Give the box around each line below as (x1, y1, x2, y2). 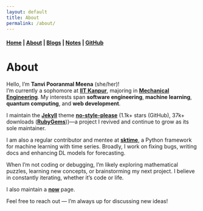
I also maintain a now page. (6, 185, 75, 193)
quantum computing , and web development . (6, 100, 121, 107)
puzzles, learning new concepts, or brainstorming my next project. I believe (6, 167, 196, 175)
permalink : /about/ (6, 20, 56, 26)
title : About (6, 15, 40, 21)
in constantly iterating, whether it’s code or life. (6, 174, 124, 181)
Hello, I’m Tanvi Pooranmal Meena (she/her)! (6, 80, 120, 88)
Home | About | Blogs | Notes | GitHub (6, 39, 104, 46)
